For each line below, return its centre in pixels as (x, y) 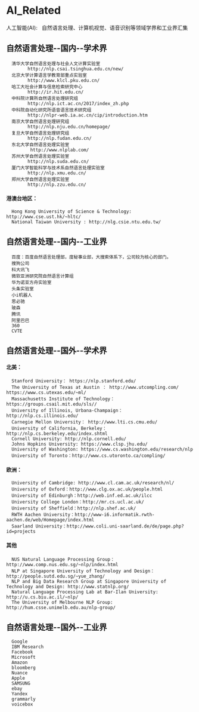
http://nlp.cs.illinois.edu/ (42, 416)
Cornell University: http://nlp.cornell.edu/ (69, 439)
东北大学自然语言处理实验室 (41, 145)
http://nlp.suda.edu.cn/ (58, 161)
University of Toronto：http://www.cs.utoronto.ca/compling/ (88, 456)
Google (20, 642)
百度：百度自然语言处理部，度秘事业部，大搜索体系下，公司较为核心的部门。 (91, 257)
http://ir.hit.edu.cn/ (56, 92)
